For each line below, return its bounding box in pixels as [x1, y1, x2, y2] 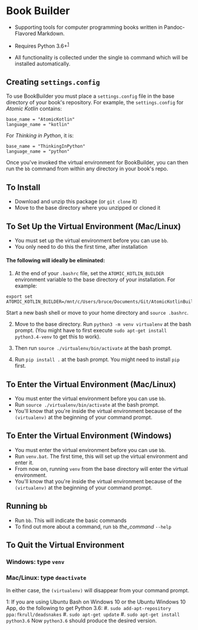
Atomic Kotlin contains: [6, 105, 62, 113]
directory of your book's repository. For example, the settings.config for [6, 99, 184, 106]
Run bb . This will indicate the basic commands [14, 517, 127, 524]
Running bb [6, 501, 48, 511]
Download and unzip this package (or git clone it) [14, 198, 137, 205]
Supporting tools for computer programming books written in [14, 24, 163, 31]
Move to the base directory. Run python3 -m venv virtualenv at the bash [14, 321, 192, 328]
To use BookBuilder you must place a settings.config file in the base [6, 93, 175, 100]
